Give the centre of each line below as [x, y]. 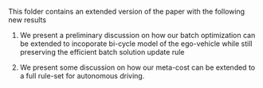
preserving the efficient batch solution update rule [102, 52]
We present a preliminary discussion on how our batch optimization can [137, 35]
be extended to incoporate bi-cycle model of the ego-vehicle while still [136, 44]
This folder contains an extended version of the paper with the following [127, 11]
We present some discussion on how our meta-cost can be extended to [137, 67]
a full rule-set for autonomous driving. [82, 76]
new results [27, 20]
